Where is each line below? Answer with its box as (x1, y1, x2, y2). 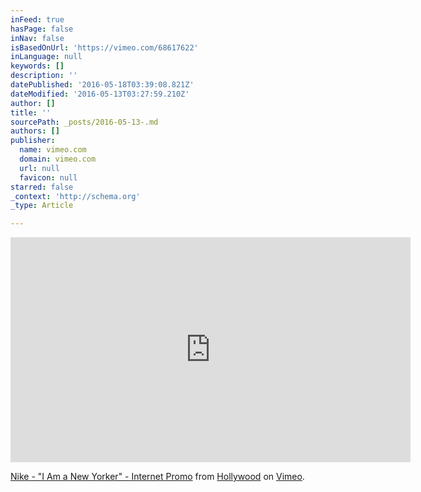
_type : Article (10, 201, 74, 211)
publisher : (10, 136, 56, 146)
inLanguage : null (10, 52, 83, 62)
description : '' (10, 71, 78, 81)
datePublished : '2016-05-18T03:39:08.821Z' (10, 80, 195, 90)
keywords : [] (10, 61, 65, 71)
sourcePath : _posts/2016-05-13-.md (10, 117, 159, 127)
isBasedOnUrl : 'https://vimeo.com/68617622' (10, 42, 199, 53)
